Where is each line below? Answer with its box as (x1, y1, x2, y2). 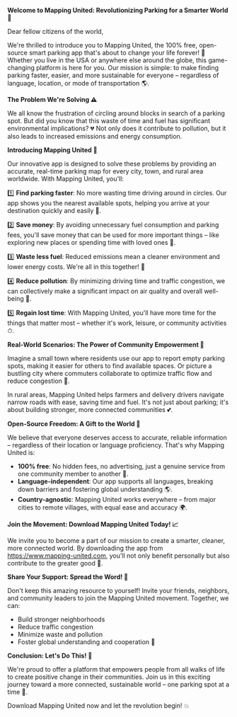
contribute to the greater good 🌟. (7, 559, 103, 567)
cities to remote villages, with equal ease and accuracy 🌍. (17, 503, 187, 512)
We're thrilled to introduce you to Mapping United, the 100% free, (7, 41, 198, 49)
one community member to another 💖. (17, 470, 129, 478)
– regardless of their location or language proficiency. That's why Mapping (7, 441, 225, 449)
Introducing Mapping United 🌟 (7, 146, 98, 154)
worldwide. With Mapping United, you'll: (7, 175, 124, 183)
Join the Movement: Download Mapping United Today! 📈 (7, 520, 179, 528)
